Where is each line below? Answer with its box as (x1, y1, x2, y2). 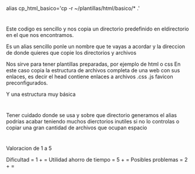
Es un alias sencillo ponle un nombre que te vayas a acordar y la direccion (6, 43, 186, 50)
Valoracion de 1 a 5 (6, 145, 52, 152)
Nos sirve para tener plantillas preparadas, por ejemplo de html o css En (6, 61, 181, 68)
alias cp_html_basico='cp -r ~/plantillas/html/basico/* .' (6, 5, 140, 12)
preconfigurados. (6, 79, 48, 86)
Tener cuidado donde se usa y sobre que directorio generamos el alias (6, 111, 177, 119)
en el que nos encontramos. (6, 32, 74, 39)
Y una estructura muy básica (6, 91, 76, 98)
